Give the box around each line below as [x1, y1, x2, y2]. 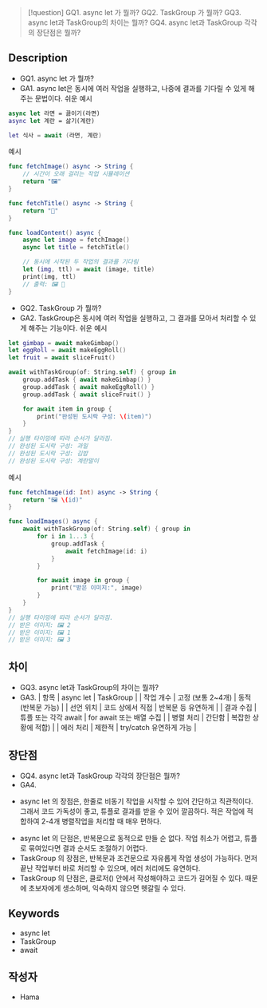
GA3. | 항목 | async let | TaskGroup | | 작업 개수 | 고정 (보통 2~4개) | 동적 [19, 693, 252, 702]
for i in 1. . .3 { [37, 533, 94, 541]
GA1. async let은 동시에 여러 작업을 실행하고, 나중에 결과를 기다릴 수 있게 [19, 83, 247, 93]
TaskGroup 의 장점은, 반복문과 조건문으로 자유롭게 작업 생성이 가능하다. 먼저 [19, 853, 257, 863]
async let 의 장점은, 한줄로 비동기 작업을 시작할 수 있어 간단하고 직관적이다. [19, 796, 253, 806]
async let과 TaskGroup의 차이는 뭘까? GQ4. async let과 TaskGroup [27, 18, 243, 27]
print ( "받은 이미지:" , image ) [50, 584, 143, 592]
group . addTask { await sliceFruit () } [22, 391, 151, 399]
